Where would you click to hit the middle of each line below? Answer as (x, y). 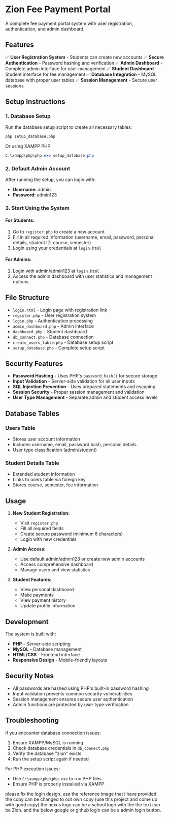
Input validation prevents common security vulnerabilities (73, 693)
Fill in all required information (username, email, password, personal (83, 237)
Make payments (37, 595)
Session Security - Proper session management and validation (78, 392)
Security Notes (30, 676)
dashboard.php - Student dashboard (50, 331)
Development (27, 622)
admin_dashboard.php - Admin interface (53, 326)
